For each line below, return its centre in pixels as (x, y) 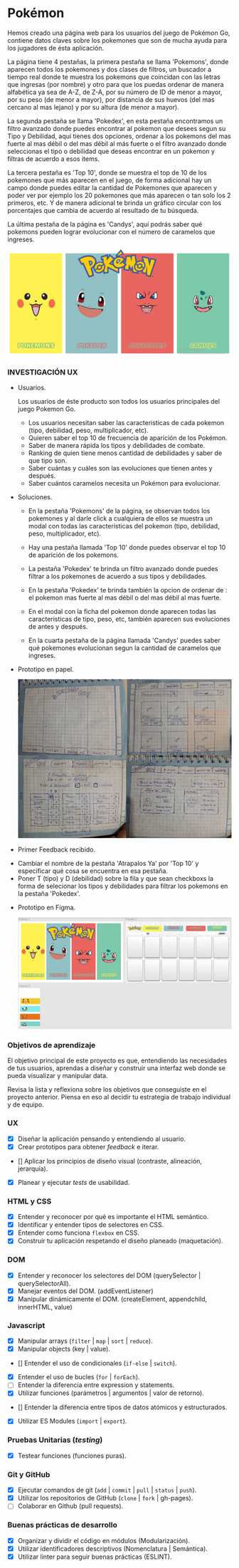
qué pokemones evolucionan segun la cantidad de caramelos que (125, 648)
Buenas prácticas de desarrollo (62, 1525)
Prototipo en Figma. (47, 908)
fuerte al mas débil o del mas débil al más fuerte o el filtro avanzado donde (117, 143)
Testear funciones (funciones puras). (72, 1455)
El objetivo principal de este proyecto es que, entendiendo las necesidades (117, 1061)
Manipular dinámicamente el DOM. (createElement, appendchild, (112, 1299)
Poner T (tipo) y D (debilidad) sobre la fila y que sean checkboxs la (115, 879)
